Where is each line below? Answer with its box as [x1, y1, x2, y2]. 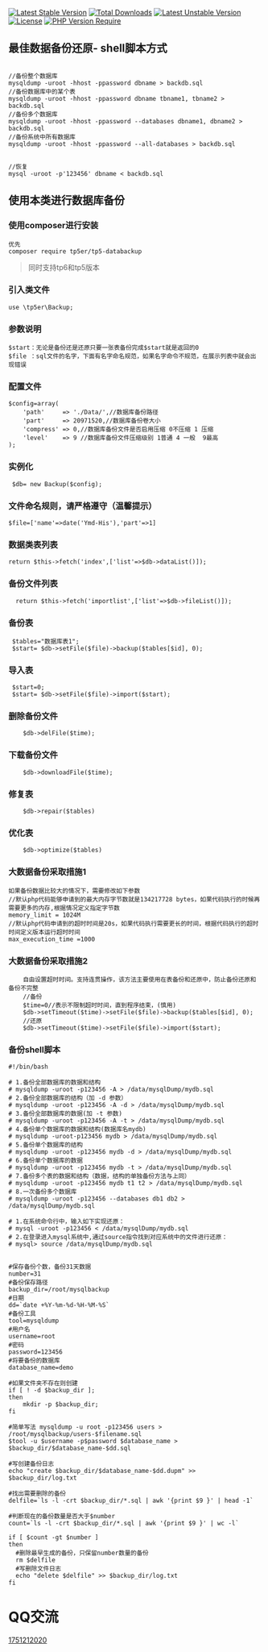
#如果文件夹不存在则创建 [8, 1379, 78, 1388]
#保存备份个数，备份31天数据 [8, 1263, 92, 1271]
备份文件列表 [8, 578, 59, 589]
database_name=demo [8, 1363, 74, 1372]
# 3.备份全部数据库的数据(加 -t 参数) [8, 1109, 123, 1118]
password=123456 [8, 1348, 63, 1356]
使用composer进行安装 [8, 220, 99, 231]
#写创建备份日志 [8, 1460, 55, 1468]
